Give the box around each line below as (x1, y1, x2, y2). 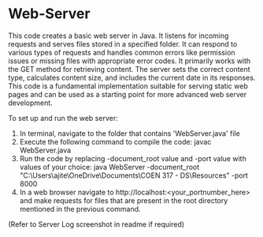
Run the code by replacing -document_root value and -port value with (19, 153, 246, 163)
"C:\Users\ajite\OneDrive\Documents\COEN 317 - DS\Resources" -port (19, 171, 248, 180)
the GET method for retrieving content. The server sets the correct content (8, 64, 250, 73)
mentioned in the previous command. (19, 204, 141, 213)
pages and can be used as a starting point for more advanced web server (8, 89, 247, 99)
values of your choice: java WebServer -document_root (19, 162, 200, 171)
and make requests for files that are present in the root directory (19, 195, 228, 205)
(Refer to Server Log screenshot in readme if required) (8, 219, 185, 229)
